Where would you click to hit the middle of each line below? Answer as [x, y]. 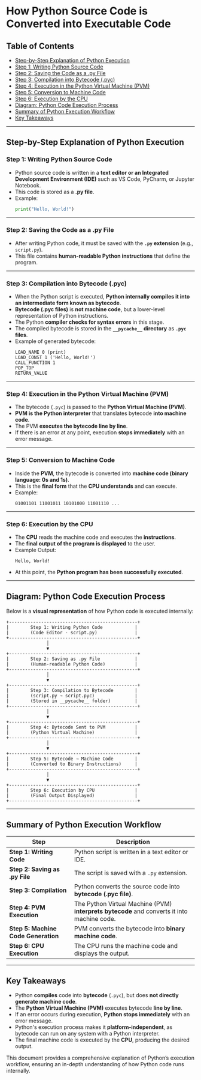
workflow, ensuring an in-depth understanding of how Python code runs [95, 1064]
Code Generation [34, 936]
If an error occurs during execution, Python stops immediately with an [102, 1015]
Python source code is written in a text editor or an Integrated [92, 172]
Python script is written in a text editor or [131, 852]
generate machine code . [46, 1002]
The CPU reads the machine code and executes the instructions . [95, 537]
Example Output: [36, 550]
